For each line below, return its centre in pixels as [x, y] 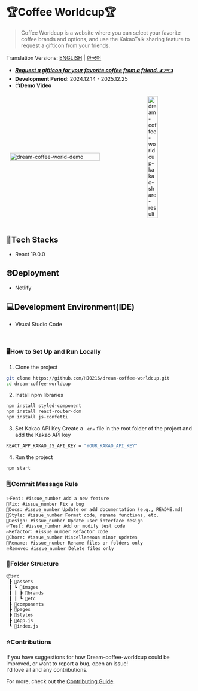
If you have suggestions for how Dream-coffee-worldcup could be [88, 657]
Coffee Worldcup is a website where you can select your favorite [101, 33]
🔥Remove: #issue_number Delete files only [60, 548]
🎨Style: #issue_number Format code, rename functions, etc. [83, 515]
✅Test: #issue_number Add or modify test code [66, 526]
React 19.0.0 [30, 254]
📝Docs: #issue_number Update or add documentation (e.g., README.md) [95, 509]
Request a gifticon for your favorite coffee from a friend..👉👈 [94, 70]
